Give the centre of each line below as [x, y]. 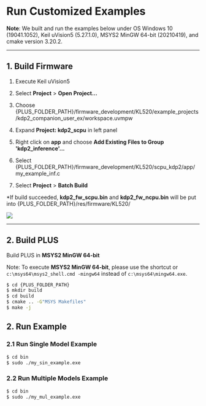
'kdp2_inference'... [40, 148]
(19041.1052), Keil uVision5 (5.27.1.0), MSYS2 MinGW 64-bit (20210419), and [102, 34]
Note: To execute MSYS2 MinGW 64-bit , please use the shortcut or [92, 267]
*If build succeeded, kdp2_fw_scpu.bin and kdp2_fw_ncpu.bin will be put [101, 197]
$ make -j [19, 308]
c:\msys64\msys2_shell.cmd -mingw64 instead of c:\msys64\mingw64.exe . [97, 273]
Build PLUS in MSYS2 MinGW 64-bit [53, 255]
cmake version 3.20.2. [34, 41]
